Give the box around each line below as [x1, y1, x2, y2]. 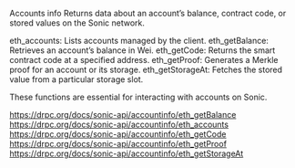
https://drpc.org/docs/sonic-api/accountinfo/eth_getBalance [9, 110, 237, 120]
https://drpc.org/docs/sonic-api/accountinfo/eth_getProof [9, 139, 228, 149]
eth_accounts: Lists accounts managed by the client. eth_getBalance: [9, 36, 269, 46]
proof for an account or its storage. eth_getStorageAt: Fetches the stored [9, 64, 283, 75]
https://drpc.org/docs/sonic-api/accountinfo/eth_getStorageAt [9, 148, 244, 159]
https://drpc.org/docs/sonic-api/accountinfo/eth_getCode [9, 129, 227, 140]
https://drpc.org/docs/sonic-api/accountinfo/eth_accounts [9, 119, 229, 130]
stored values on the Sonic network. [9, 17, 146, 28]
